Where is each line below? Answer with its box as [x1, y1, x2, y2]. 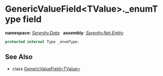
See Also [5, 53, 33, 61]
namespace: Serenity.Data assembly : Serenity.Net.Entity [5, 30, 124, 36]
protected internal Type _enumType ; [5, 39, 80, 44]
